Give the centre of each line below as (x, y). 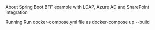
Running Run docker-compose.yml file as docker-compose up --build (77, 22)
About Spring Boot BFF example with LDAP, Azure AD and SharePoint (77, 7)
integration (16, 12)
